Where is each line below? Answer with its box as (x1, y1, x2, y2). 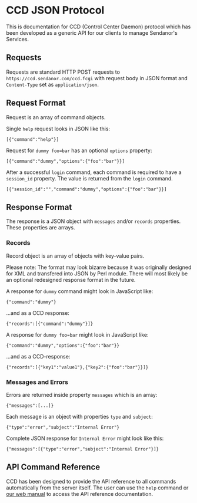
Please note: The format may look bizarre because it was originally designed (6, 264, 192, 271)
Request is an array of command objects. (6, 113, 106, 121)
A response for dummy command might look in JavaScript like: (6, 287, 153, 295)
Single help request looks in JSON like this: (6, 125, 111, 132)
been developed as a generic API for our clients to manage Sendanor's (6, 29, 178, 36)
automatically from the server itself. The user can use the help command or (6, 484, 189, 491)
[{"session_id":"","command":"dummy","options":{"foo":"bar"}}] (6, 186, 167, 192)
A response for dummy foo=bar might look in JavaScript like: (6, 331, 149, 338)
